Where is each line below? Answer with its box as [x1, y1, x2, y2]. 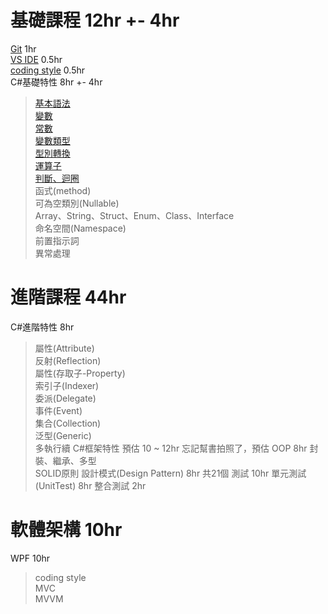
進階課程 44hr [10, 286, 127, 309]
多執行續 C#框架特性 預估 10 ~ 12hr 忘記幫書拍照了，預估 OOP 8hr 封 [34, 442, 319, 454]
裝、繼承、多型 [34, 454, 97, 466]
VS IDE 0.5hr [10, 53, 63, 65]
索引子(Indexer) [34, 379, 100, 391]
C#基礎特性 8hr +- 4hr [10, 76, 103, 88]
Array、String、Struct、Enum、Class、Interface [34, 209, 235, 221]
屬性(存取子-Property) [34, 367, 126, 379]
